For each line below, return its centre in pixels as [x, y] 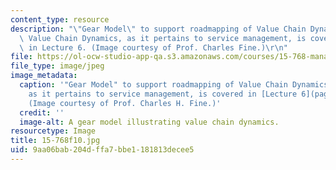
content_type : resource [60, 19]
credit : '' [42, 112]
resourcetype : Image [53, 131]
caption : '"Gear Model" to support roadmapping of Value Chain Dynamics [174, 85]
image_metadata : [44, 76]
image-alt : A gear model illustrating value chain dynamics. [149, 122]
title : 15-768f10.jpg [55, 141]
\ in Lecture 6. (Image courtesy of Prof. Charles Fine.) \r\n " [153, 47]
